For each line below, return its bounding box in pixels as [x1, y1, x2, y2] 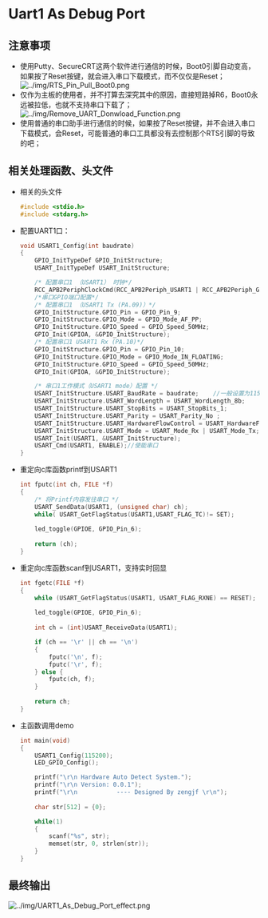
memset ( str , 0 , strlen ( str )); [49, 840, 149, 848]
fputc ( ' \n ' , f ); [49, 653, 103, 661]
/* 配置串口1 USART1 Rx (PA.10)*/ [34, 338, 144, 347]
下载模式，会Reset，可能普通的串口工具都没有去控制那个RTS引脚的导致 [19, 129, 255, 138]
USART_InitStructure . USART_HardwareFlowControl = [34, 419, 203, 427]
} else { [34, 667, 64, 676]
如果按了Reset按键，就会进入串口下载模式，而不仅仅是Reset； [19, 71, 225, 81]
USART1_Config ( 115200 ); [34, 752, 113, 760]
